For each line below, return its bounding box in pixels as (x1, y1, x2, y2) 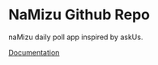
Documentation (8, 47, 60, 57)
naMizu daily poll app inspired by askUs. (8, 32, 143, 42)
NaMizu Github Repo (8, 6, 150, 24)
